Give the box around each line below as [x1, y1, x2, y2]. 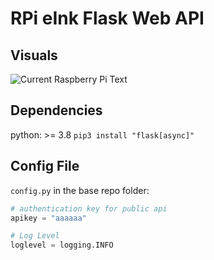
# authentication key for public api [10, 203, 168, 214]
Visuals [10, 47, 58, 64]
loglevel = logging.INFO [10, 240, 114, 251]
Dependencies [10, 102, 103, 119]
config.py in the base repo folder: [10, 184, 150, 196]
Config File [10, 158, 80, 175]
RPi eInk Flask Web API [10, 7, 205, 30]
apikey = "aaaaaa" [10, 213, 87, 223]
